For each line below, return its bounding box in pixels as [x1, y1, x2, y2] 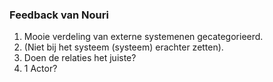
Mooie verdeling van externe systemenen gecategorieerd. [23, 31, 264, 43]
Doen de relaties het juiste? [23, 52, 137, 64]
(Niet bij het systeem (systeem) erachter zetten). [23, 41, 224, 53]
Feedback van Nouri [9, 8, 109, 22]
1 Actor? [23, 63, 58, 75]
